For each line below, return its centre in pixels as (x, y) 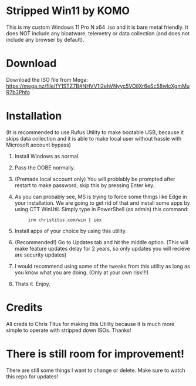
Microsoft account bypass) (39, 145)
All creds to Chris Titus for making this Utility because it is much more (90, 324)
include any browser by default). (45, 39)
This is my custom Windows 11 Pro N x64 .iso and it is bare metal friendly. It (97, 27)
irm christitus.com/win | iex (65, 220)
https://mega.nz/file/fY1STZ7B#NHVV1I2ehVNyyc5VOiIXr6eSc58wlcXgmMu (98, 86)
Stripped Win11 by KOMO (68, 11)
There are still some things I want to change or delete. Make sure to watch (96, 370)
